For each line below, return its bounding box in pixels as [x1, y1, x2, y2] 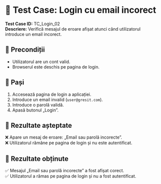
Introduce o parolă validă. [12, 102, 64, 108]
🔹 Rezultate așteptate [5, 121, 72, 130]
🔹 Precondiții [5, 45, 45, 54]
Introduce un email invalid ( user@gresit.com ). [12, 96, 103, 103]
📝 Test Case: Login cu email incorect [5, 4, 157, 16]
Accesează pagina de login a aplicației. [12, 91, 92, 97]
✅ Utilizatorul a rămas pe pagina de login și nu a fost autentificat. [5, 173, 136, 179]
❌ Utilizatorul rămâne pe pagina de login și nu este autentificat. [5, 140, 133, 146]
